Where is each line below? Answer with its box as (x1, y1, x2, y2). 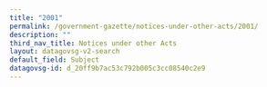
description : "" (9, 30, 71, 39)
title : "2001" (9, 13, 64, 23)
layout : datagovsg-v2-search (9, 47, 120, 56)
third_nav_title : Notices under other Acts (9, 38, 178, 48)
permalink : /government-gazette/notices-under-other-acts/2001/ (9, 22, 259, 31)
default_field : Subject (9, 55, 100, 64)
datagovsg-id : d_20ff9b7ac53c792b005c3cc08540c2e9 (9, 64, 206, 73)
